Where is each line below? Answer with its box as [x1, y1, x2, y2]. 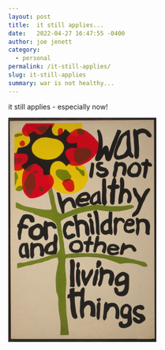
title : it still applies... [8, 20, 104, 29]
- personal [15, 54, 51, 62]
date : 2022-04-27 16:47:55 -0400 [8, 29, 126, 37]
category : [8, 46, 41, 54]
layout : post [8, 13, 51, 20]
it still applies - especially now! [8, 102, 108, 111]
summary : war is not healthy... [8, 79, 114, 87]
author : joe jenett [8, 38, 73, 46]
